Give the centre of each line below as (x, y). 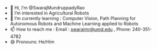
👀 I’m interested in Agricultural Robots (50, 13)
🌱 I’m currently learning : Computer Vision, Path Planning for (73, 18)
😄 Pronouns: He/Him (32, 42)
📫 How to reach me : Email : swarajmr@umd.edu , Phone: (70, 29)
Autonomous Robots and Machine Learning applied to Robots (74, 23)
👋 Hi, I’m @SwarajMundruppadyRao (47, 8)
